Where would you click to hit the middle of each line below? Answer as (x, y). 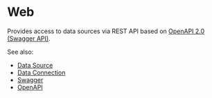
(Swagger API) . (29, 38)
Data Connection (41, 72)
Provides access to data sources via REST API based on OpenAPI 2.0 (106, 31)
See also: (20, 52)
